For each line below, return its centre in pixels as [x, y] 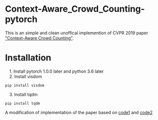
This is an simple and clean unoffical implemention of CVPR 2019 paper [77, 33]
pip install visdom [25, 85]
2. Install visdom [26, 76]
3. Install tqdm [24, 94]
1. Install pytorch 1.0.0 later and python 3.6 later [57, 71]
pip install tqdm [23, 103]
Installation [28, 58]
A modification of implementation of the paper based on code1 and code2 [79, 112]
